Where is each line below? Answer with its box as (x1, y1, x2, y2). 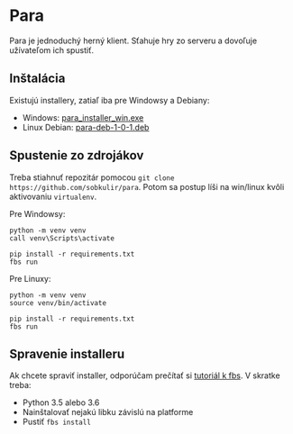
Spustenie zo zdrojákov (9, 148, 144, 163)
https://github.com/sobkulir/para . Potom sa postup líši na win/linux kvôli (9, 181, 285, 192)
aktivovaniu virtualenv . (9, 191, 97, 202)
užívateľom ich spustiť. (9, 44, 95, 55)
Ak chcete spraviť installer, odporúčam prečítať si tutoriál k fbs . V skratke (9, 370, 281, 381)
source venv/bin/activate (9, 298, 106, 307)
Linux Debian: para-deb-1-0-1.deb (22, 122, 150, 132)
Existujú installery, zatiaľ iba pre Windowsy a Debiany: (9, 95, 210, 105)
